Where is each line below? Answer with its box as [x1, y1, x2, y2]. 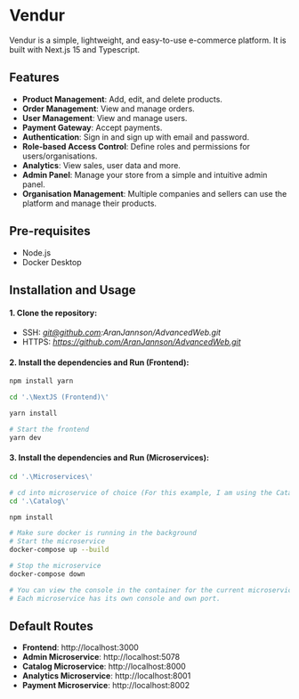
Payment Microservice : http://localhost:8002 [21, 680, 190, 691]
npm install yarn [9, 377, 74, 386]
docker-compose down [9, 569, 86, 579]
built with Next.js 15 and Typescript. [9, 44, 141, 54]
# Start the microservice [9, 537, 105, 546]
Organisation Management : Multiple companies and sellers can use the [21, 188, 287, 199]
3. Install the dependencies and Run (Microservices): [9, 452, 209, 463]
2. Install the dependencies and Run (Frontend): [9, 357, 190, 368]
